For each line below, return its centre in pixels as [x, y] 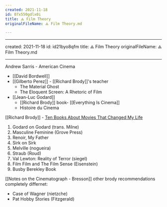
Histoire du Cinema [40, 108]
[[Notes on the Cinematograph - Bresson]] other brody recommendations [80, 179]
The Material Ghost [40, 87]
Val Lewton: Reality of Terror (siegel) [50, 159]
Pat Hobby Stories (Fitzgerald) [43, 199]
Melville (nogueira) [32, 148]
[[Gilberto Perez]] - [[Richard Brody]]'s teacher [60, 81]
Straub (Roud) [27, 153]
